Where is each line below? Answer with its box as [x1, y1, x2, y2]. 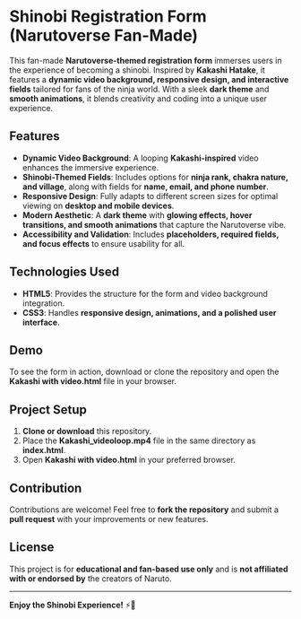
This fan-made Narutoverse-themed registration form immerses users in [9, 55, 282, 65]
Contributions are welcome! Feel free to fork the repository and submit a [9, 504, 279, 515]
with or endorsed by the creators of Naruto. [9, 572, 172, 584]
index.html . [21, 445, 66, 456]
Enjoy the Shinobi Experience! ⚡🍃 [9, 599, 136, 610]
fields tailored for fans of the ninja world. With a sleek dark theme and [9, 83, 270, 94]
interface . [21, 317, 60, 327]
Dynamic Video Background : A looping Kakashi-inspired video [21, 153, 259, 163]
